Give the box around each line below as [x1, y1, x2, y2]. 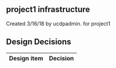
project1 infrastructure [6, 5, 90, 15]
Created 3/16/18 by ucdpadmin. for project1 [6, 20, 111, 27]
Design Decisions [6, 37, 71, 47]
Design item [9, 54, 43, 62]
